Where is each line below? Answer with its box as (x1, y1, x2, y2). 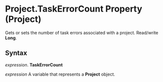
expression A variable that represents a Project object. (5, 71, 116, 77)
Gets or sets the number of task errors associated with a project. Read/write (5, 30, 159, 35)
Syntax (5, 49, 27, 57)
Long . (5, 35, 17, 41)
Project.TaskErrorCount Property (5, 3, 142, 15)
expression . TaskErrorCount (5, 62, 63, 67)
